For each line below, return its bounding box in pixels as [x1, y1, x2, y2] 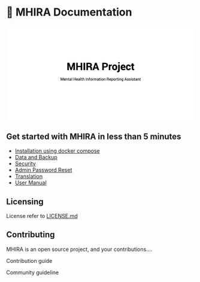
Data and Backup [14, 154, 58, 161]
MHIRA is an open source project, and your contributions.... [6, 245, 153, 253]
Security [14, 160, 36, 167]
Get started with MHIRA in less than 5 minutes [6, 131, 181, 141]
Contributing [6, 230, 55, 240]
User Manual [14, 179, 47, 186]
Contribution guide [6, 257, 53, 264]
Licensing [6, 196, 44, 207]
